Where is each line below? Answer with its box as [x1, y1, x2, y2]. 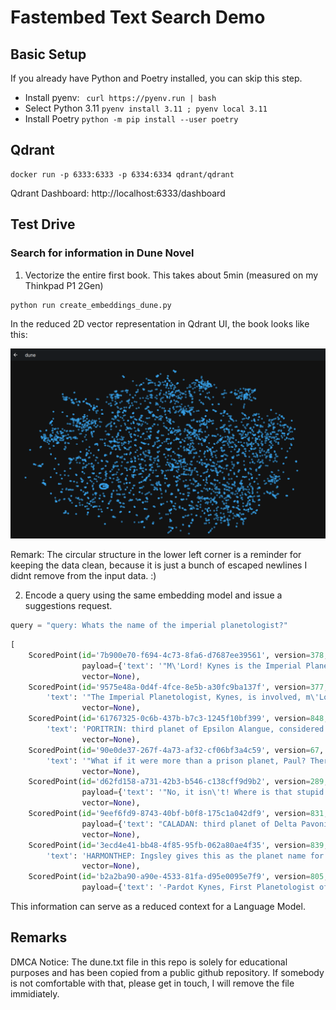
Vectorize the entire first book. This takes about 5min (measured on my [24, 269, 319, 281]
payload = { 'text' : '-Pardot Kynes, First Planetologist [81, 882, 315, 893]
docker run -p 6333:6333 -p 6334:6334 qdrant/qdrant [10, 169, 235, 180]
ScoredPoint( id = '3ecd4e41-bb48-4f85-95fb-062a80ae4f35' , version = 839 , [28, 840, 329, 850]
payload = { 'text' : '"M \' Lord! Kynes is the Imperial [81, 661, 302, 671]
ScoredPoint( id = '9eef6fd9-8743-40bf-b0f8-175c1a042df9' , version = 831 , [28, 809, 329, 819]
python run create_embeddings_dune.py [10, 300, 172, 310]
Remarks [10, 929, 68, 946]
